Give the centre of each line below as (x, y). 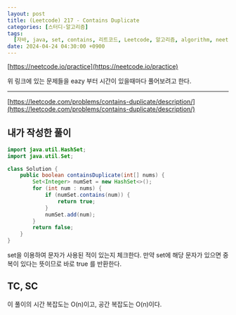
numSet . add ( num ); (70, 214)
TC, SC (23, 287)
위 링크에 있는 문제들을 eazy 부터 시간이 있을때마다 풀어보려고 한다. (99, 81)
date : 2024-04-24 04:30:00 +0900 (56, 46)
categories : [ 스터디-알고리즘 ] (48, 27)
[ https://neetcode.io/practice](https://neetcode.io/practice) (93, 66)
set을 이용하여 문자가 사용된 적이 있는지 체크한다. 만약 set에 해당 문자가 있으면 (114, 255)
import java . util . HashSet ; (47, 149)
